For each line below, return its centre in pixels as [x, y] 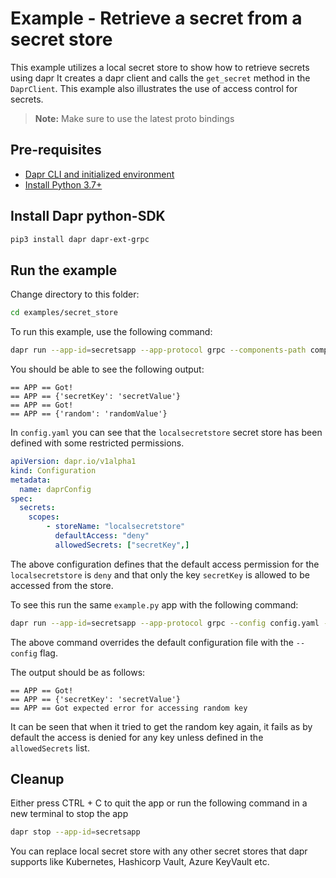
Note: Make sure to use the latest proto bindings [134, 118]
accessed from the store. [62, 585]
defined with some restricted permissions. [97, 443]
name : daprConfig [55, 489]
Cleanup [37, 779]
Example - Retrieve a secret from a [156, 18]
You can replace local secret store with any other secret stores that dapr [159, 851]
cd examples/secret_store [64, 313]
